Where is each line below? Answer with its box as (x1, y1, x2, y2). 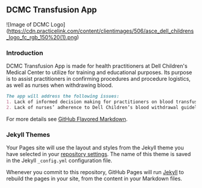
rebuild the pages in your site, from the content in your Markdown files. (6, 175, 182, 183)
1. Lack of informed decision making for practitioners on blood (6, 99, 173, 105)
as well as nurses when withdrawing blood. (6, 81, 113, 89)
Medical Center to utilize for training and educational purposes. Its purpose (6, 69, 192, 76)
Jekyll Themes (6, 130, 50, 139)
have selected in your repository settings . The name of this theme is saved (6, 151, 191, 158)
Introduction (6, 48, 43, 57)
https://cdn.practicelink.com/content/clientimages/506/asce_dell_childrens (8, 27, 194, 34)
